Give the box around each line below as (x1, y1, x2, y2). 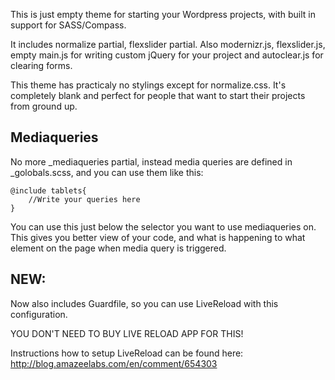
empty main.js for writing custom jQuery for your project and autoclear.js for (10, 49, 324, 61)
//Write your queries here (28, 194, 141, 204)
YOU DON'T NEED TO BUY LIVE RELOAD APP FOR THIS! (10, 327, 244, 339)
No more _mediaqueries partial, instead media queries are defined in (10, 155, 293, 168)
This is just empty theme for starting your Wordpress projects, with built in (10, 9, 316, 20)
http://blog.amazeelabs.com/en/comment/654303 (10, 357, 218, 369)
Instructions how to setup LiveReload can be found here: (10, 347, 244, 359)
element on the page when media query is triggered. (10, 242, 227, 254)
